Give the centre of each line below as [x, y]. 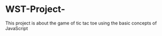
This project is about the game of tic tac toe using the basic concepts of [81, 23]
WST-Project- [35, 9]
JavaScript [17, 28]
